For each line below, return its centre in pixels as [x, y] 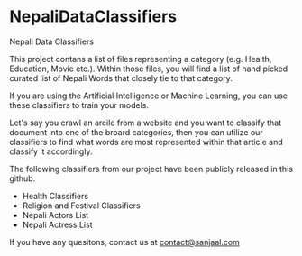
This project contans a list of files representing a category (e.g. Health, [141, 59]
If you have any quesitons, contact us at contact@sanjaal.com [125, 242]
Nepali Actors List [55, 215]
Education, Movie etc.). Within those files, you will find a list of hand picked [149, 69]
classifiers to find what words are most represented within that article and [146, 142]
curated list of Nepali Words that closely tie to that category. [121, 78]
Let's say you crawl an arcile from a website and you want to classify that [146, 123]
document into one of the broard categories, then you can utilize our [136, 132]
